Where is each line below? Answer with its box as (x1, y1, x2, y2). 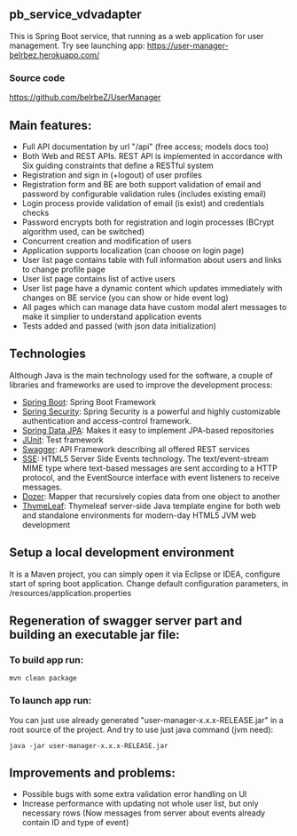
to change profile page (21, 264, 106, 275)
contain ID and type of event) (21, 817, 129, 828)
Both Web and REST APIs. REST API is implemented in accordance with (21, 150, 283, 161)
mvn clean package (9, 674, 77, 683)
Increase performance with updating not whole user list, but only (21, 799, 259, 809)
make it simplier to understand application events (21, 311, 202, 322)
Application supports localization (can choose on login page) (21, 244, 245, 256)
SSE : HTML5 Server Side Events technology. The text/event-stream (21, 453, 269, 464)
